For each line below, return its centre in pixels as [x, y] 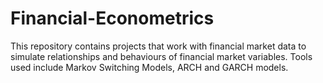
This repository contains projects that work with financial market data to [158, 46]
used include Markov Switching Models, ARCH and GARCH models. [149, 67]
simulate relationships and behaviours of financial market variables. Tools [161, 56]
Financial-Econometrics [112, 18]
